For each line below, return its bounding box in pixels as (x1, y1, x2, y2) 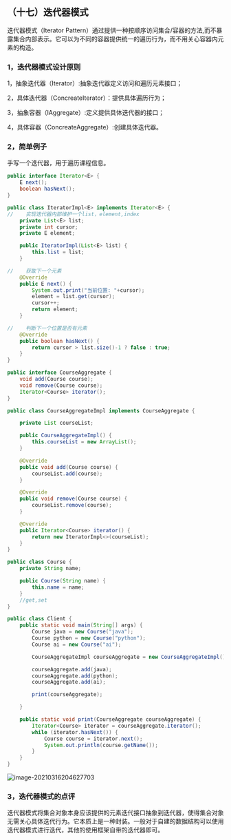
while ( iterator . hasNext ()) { (32, 728, 118, 735)
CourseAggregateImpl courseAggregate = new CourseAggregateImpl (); (32, 653, 229, 660)
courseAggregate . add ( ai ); (32, 679, 107, 686)
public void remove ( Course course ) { (19, 495, 128, 503)
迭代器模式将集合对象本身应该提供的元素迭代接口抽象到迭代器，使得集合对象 (7, 808, 224, 817)
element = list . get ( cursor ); (32, 293, 115, 300)
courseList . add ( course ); (32, 470, 103, 477)
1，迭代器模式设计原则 (7, 62, 81, 72)
